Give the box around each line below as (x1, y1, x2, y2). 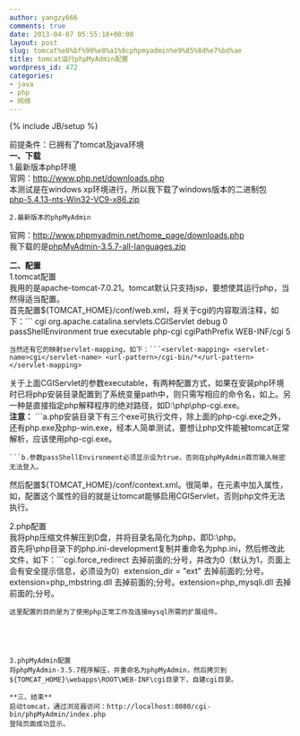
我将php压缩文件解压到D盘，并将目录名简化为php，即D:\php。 (9, 532, 242, 543)
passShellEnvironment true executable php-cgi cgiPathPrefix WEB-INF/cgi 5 (9, 326, 291, 337)
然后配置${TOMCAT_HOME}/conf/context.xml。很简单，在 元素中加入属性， (9, 480, 288, 491)
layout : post (9, 38, 58, 47)
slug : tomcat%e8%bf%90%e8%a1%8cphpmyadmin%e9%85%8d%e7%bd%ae (9, 47, 243, 56)
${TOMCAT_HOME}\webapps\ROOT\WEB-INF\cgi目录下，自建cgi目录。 (9, 675, 238, 685)
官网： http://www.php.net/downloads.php (9, 173, 165, 184)
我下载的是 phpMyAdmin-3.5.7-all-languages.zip (9, 241, 186, 252)
